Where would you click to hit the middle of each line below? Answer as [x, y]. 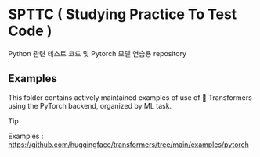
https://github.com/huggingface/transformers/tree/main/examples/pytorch [128, 144]
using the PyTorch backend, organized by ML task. [90, 105]
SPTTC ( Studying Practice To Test [123, 14]
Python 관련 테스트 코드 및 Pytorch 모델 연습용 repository [97, 53]
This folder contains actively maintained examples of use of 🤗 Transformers [130, 97]
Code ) [30, 31]
